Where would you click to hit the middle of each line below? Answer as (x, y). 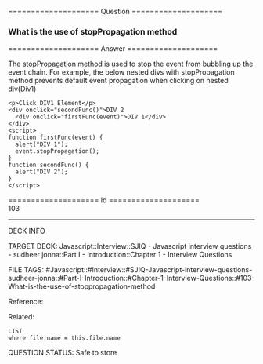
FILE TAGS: (26, 270)
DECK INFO (27, 231)
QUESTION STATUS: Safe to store (63, 353)
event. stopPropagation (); (58, 151)
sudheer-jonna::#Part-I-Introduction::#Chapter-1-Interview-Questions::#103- (131, 278)
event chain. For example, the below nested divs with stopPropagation (121, 72)
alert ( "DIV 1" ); (41, 144)
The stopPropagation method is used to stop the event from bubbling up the (131, 64)
